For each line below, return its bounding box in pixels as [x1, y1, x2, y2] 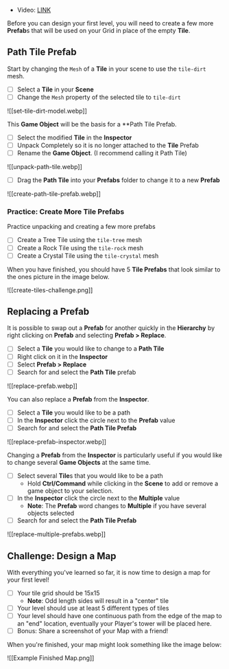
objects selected [27, 509, 75, 518]
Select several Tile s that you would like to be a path [16, 471, 163, 480]
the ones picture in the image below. [7, 272, 110, 281]
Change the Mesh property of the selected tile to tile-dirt [16, 93, 181, 101]
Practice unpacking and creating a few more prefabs [7, 223, 156, 231]
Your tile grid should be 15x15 [16, 589, 101, 597]
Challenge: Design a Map [7, 550, 117, 562]
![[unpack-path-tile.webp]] [7, 163, 82, 171]
